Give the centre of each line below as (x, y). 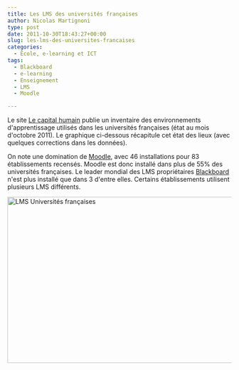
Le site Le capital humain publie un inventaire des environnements (104, 120)
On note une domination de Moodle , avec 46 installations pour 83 (103, 157)
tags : (15, 61)
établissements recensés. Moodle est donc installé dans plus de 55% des (115, 164)
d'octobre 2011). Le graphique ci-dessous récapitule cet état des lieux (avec (119, 135)
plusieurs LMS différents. (44, 187)
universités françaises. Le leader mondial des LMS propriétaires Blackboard (118, 172)
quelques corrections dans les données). (68, 143)
